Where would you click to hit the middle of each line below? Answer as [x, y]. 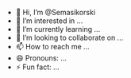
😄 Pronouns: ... [41, 58]
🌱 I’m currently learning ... [58, 29]
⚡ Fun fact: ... [37, 67]
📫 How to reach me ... [52, 47]
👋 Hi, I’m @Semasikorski [56, 12]
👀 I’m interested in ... [49, 21]
